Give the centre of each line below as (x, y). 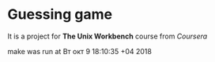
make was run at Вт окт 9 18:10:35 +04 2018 (79, 51)
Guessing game (60, 15)
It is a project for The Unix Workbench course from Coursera (107, 36)
